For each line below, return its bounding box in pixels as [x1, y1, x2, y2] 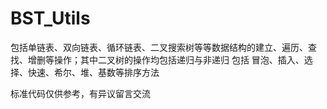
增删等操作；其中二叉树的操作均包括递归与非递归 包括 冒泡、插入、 [27, 53, 305, 66]
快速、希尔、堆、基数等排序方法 [27, 66, 160, 78]
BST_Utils [10, 7, 91, 30]
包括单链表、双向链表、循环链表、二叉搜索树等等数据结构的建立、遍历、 [10, 41, 308, 53]
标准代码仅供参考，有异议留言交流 [10, 87, 151, 99]
